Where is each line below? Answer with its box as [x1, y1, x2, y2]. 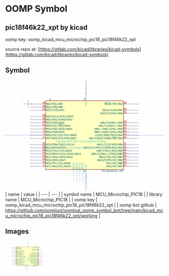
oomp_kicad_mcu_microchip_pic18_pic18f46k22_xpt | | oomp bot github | [5, 202, 157, 208]
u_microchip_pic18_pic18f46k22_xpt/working [5, 213, 98, 219]
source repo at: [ [5, 46, 40, 52]
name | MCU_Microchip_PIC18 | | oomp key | [5, 196, 98, 202]
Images [5, 227, 29, 236]
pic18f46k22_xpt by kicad [5, 23, 88, 32]
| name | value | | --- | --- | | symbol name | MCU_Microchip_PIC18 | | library [5, 191, 162, 197]
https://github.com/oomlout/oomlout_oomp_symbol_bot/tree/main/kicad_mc [5, 207, 163, 213]
